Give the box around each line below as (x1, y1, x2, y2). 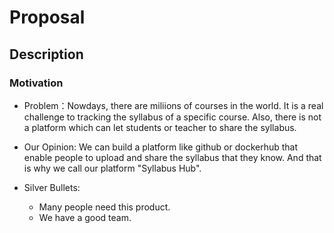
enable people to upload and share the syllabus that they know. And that (23, 151, 322, 163)
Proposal (9, 6, 86, 29)
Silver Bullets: (23, 181, 81, 193)
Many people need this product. (38, 201, 171, 213)
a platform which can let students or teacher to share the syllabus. (23, 121, 297, 133)
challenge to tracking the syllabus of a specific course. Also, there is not (23, 111, 322, 123)
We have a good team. (38, 211, 132, 223)
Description (9, 46, 84, 63)
